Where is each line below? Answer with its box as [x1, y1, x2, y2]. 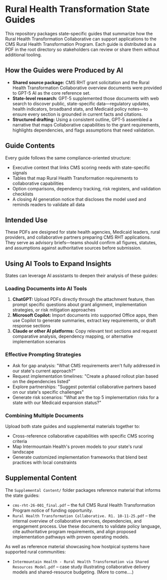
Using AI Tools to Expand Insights [5, 259, 112, 268]
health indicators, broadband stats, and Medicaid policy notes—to [12, 106, 148, 112]
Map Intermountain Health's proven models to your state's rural [12, 443, 143, 449]
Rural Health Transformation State [5, 3, 150, 15]
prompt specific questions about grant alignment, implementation [12, 301, 147, 307]
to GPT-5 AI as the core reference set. [12, 90, 91, 96]
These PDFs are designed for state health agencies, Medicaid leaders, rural [5, 229, 161, 235]
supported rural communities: [5, 549, 66, 555]
